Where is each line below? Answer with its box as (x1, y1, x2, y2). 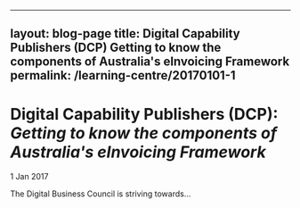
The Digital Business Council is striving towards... (10, 188, 191, 199)
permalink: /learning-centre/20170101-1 (10, 68, 236, 83)
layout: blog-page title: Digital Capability (10, 26, 240, 41)
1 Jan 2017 (10, 171, 49, 182)
